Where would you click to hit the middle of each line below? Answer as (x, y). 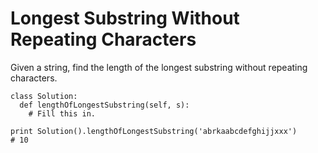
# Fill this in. (62, 113)
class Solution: (44, 96)
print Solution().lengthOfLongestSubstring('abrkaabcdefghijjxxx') (154, 131)
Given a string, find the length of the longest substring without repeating (159, 67)
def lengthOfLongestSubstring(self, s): (104, 105)
